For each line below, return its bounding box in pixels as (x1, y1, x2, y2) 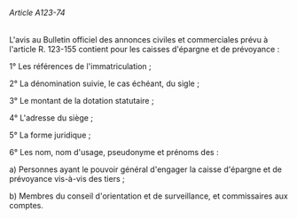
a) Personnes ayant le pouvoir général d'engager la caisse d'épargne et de (9, 164, 282, 175)
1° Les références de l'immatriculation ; (9, 61, 152, 72)
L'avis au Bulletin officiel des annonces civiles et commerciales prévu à (9, 35, 269, 45)
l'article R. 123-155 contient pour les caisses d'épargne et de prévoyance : (9, 44, 280, 55)
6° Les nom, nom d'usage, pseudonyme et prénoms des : (9, 147, 219, 158)
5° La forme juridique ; (9, 129, 91, 141)
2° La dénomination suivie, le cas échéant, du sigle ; (9, 78, 199, 89)
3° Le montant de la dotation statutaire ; (9, 96, 154, 106)
